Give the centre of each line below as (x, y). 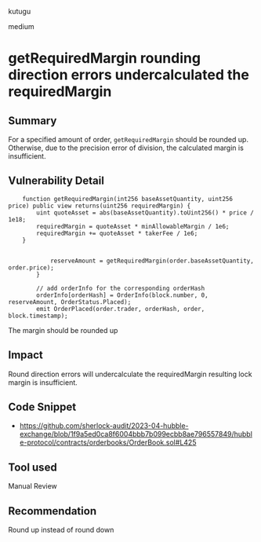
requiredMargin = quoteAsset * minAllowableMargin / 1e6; (133, 226)
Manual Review (33, 486)
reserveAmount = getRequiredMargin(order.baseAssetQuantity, (152, 261)
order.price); (31, 267)
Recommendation (52, 511)
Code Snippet (42, 407)
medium (21, 26)
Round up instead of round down (61, 530)
